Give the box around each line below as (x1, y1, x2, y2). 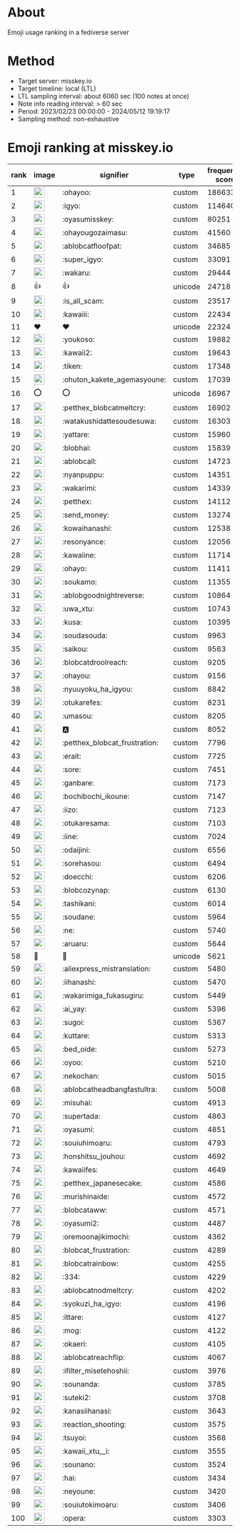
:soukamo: (61, 577, 98, 587)
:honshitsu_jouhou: (61, 1151, 126, 1161)
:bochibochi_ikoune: (61, 791, 130, 801)
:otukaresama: (61, 818, 110, 828)
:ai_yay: (61, 1003, 87, 1013)
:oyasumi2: (61, 1218, 99, 1228)
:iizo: (61, 805, 79, 815)
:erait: (61, 751, 81, 761)
